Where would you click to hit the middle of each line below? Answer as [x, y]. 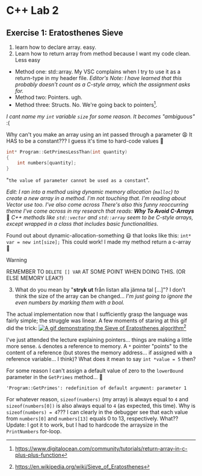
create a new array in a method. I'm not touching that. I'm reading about [96, 198]
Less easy [28, 60]
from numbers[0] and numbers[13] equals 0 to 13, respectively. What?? [92, 418]
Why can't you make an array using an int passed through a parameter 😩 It [99, 134]
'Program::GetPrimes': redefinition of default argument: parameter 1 [96, 388]
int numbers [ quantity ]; [47, 163]
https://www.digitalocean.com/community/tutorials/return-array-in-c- [101, 448]
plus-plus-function [38, 455]
